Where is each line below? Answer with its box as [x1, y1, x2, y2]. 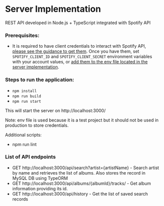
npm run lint [12, 141, 37, 147]
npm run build [12, 93, 41, 99]
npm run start [12, 99, 41, 104]
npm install [12, 88, 37, 93]
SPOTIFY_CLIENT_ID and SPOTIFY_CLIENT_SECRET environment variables [12, 54, 152, 59]
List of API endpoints [5, 153, 56, 160]
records [12, 196, 28, 202]
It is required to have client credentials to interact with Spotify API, [12, 43, 146, 49]
